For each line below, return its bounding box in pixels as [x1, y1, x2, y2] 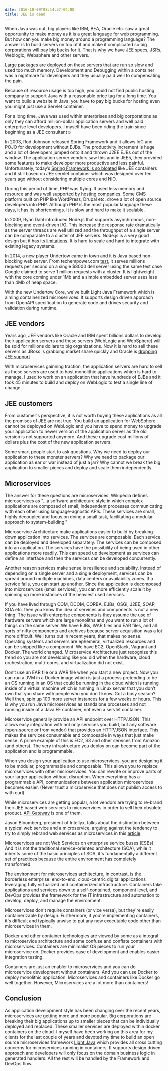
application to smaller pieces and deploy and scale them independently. [5, 465, 153, 471]
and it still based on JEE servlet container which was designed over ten [5, 170, 152, 176]
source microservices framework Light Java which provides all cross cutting [5, 1039, 162, 1045]
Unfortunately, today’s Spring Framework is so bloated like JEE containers [5, 165, 157, 171]
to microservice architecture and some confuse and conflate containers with [5, 938, 163, 944]
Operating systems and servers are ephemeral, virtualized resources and [5, 638, 156, 644]
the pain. [5, 78, 23, 84]
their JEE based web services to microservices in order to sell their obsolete [5, 804, 162, 810]
